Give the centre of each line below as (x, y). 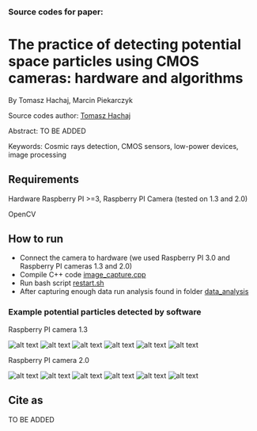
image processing (38, 154)
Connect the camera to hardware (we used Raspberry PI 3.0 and (125, 258)
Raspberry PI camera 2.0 (49, 360)
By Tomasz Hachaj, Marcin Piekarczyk (70, 100)
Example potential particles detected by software (105, 312)
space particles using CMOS (104, 61)
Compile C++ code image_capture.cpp (83, 275)
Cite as (26, 400)
